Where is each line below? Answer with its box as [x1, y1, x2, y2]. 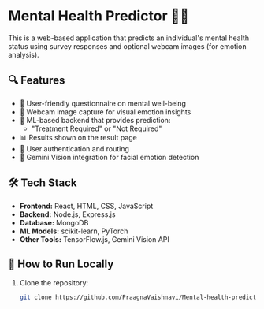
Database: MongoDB [19, 218, 89, 227]
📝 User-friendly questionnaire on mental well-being [19, 99, 187, 108]
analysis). [8, 50, 39, 59]
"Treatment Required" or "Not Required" [31, 124, 162, 133]
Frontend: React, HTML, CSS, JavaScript [19, 201, 154, 210]
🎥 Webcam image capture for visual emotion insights [19, 106, 191, 117]
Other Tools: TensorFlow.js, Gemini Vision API [19, 234, 169, 244]
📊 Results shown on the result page [19, 132, 138, 142]
